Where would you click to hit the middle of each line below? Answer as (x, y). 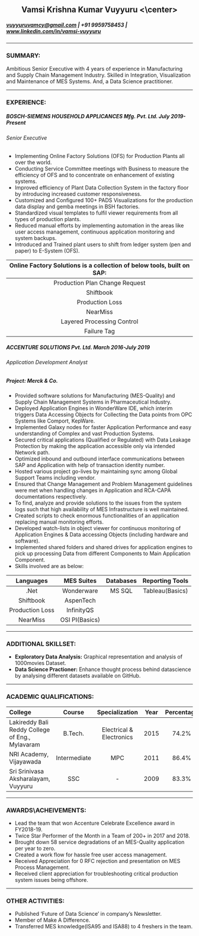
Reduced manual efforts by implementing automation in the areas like (99, 226)
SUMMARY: (23, 56)
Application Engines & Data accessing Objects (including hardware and (101, 535)
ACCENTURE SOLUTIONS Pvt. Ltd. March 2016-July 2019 (78, 347)
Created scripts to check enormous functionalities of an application (97, 516)
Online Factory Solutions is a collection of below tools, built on (99, 266)
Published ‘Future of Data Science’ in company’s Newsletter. (88, 914)
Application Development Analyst (47, 363)
